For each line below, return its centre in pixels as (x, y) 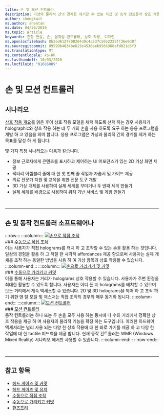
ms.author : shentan (25, 23)
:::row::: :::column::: (24, 235)
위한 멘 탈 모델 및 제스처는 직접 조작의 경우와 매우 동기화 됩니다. (70, 297)
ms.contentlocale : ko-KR (30, 55)
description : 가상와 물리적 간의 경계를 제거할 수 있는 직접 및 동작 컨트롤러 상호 (78, 14)
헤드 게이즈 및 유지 (30, 389)
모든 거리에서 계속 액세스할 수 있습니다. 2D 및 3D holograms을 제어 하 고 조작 (79, 290)
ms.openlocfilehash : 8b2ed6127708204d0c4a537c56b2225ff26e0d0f (71, 42)
